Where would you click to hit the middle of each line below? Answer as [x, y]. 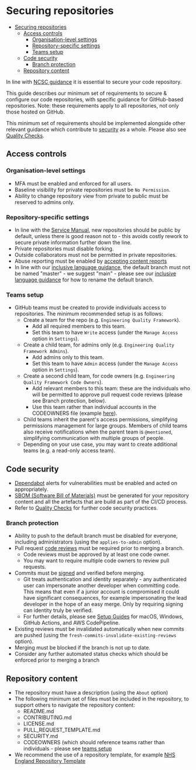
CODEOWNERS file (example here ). [75, 413]
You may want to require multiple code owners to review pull [96, 561]
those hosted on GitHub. [36, 112]
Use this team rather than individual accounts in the [94, 407]
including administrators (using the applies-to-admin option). [88, 542]
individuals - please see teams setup [68, 749]
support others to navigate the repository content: [75, 705]
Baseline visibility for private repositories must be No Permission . [92, 190]
